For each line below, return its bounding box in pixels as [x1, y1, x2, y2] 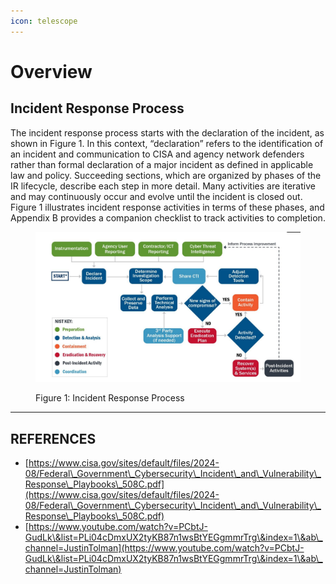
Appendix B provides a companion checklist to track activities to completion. [10, 211, 326, 224]
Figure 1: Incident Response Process [35, 392, 185, 404]
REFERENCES [10, 430, 97, 447]
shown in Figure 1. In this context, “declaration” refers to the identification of [10, 137, 324, 149]
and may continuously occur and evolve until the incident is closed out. [10, 190, 303, 202]
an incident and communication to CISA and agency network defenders [10, 148, 305, 160]
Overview [10, 60, 93, 83]
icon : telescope [10, 16, 78, 26]
